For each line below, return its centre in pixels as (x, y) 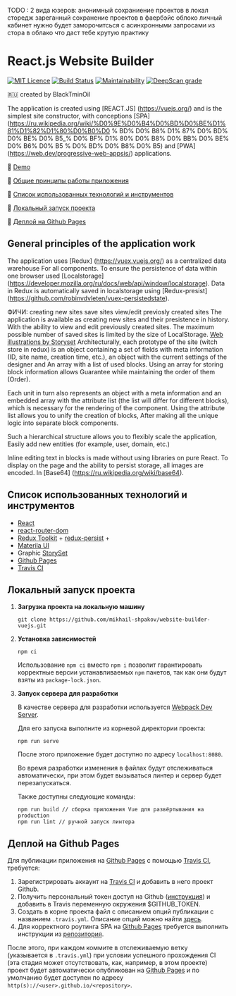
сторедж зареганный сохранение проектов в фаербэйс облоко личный (115, 18)
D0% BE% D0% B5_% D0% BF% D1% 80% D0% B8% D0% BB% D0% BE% (118, 138)
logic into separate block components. (63, 423)
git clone (32, 620)
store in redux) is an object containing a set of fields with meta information (115, 349)
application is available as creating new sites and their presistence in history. (118, 319)
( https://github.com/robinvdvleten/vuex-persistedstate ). (88, 298)
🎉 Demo (19, 167)
